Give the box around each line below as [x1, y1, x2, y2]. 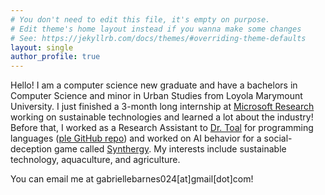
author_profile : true [10, 52, 101, 62]
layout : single [10, 42, 74, 53]
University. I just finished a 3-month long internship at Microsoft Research [10, 101, 315, 113]
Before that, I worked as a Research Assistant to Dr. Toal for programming [10, 122, 314, 134]
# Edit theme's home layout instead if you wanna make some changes [10, 24, 302, 34]
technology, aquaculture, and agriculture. [10, 154, 181, 166]
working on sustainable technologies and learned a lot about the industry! [10, 111, 314, 123]
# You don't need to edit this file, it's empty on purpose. [10, 14, 271, 25]
